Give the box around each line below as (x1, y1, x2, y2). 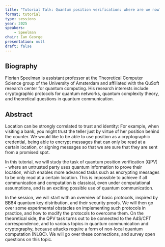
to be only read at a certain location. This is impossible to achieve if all (5, 175, 147, 181)
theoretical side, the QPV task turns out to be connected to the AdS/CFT (5, 216, 151, 221)
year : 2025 (5, 21, 27, 26)
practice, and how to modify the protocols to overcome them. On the (5, 210, 144, 216)
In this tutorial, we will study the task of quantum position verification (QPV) (5, 159, 158, 165)
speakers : (5, 26, 26, 31)
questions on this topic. (5, 237, 53, 243)
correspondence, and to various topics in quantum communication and (5, 221, 149, 227)
